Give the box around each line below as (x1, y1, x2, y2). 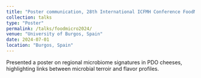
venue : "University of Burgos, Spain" (6, 31, 103, 37)
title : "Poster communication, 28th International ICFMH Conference (6, 8, 181, 15)
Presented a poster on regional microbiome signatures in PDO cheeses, (6, 58, 182, 66)
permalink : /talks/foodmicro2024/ (6, 25, 93, 32)
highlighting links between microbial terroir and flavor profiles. (6, 65, 160, 72)
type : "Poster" (6, 20, 44, 26)
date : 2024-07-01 (6, 37, 50, 43)
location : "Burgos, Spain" (6, 43, 74, 49)
